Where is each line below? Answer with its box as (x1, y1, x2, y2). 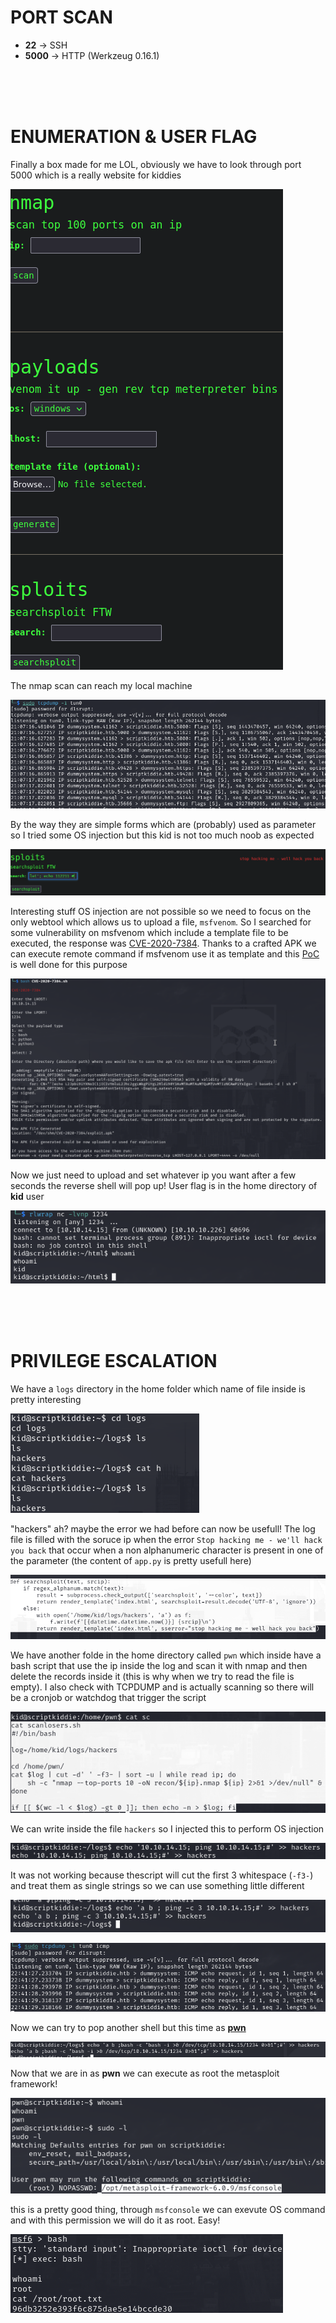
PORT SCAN (10, 6, 113, 29)
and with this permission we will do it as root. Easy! (10, 2214, 221, 2226)
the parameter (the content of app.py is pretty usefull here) (10, 1554, 252, 1566)
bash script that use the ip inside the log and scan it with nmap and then (10, 1660, 308, 1672)
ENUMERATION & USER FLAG (10, 126, 258, 148)
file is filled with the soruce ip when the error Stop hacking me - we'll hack (10, 1533, 323, 1545)
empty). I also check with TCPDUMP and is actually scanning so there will (10, 1681, 315, 1693)
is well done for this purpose (10, 959, 128, 971)
